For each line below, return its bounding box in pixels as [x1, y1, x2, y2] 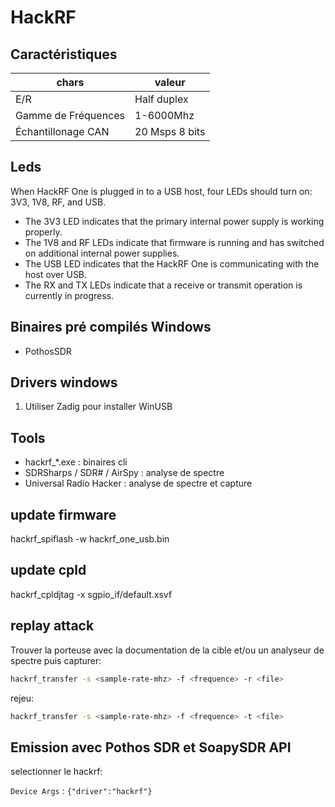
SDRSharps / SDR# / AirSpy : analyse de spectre [24, 467, 225, 479]
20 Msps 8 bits [134, 125, 206, 138]
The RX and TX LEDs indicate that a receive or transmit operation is [24, 279, 303, 291]
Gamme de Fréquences [15, 109, 126, 122]
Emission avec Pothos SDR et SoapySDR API [10, 739, 292, 756]
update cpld [10, 562, 87, 579]
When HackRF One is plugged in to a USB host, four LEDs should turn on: [10, 185, 313, 197]
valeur [154, 76, 186, 89]
